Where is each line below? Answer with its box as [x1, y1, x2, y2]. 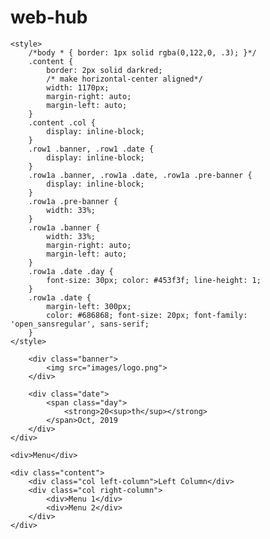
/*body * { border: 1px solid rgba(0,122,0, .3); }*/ [28, 47, 257, 58]
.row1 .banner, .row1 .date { [28, 144, 155, 154]
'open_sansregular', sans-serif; [10, 319, 150, 329]
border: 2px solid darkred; [46, 65, 163, 75]
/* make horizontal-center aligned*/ [46, 74, 203, 84]
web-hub [10, 6, 88, 29]
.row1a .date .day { [28, 266, 114, 276]
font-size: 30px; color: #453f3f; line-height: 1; [46, 275, 262, 285]
